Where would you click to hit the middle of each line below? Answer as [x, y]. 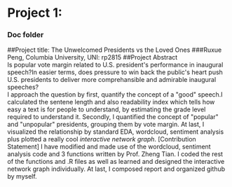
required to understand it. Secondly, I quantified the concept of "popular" [113, 117]
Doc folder [26, 35]
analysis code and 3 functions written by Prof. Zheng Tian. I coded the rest [115, 154]
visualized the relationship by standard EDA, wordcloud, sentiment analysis [116, 132]
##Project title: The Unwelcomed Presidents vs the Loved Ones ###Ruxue [115, 50]
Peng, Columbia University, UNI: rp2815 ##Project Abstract [93, 57]
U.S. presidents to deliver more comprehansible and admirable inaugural [112, 80]
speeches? [23, 87]
